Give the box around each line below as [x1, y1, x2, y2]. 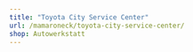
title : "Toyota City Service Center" [9, 12, 149, 22]
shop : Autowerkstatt [9, 29, 86, 38]
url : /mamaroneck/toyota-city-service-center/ [9, 21, 185, 30]
